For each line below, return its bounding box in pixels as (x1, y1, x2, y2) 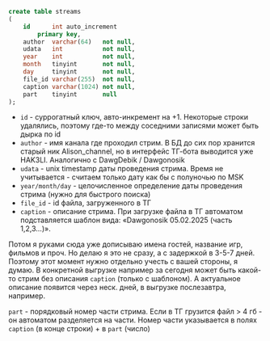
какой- (238, 265, 261, 275)
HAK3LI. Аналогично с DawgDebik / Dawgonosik (19, 155, 185, 165)
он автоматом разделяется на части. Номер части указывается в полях (8, 315, 257, 325)
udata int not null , (23, 45, 136, 53)
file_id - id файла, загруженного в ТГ (19, 198, 152, 208)
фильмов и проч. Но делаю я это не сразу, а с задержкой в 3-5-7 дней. (8, 248, 255, 258)
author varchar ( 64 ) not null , (23, 37, 136, 46)
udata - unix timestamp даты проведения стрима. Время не (19, 164, 224, 174)
